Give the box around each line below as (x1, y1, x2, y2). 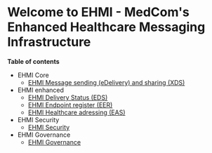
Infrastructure (7, 34, 91, 50)
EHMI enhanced (17, 86, 65, 94)
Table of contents (7, 57, 60, 65)
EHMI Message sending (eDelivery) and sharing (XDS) (27, 78, 185, 86)
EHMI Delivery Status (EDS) (27, 93, 108, 102)
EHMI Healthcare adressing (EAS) (27, 108, 126, 117)
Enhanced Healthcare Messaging (7, 19, 206, 35)
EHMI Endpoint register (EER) (27, 100, 113, 109)
